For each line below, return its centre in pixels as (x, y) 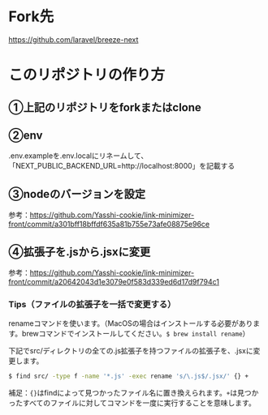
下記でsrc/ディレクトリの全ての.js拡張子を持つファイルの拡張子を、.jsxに (131, 351)
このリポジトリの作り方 (87, 75)
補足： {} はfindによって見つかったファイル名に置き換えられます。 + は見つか (134, 393)
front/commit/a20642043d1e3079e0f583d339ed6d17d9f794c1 (114, 281)
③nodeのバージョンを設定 (77, 194)
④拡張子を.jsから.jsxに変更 (80, 252)
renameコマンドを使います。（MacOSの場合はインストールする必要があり (131, 323)
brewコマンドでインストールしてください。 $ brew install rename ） (136, 334)
